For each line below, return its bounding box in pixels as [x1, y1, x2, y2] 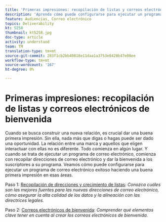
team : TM [5, 44, 23, 49]
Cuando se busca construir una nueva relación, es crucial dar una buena [5, 130, 153, 136]
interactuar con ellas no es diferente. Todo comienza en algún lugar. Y [5, 145, 148, 151]
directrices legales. [5, 197, 44, 203]
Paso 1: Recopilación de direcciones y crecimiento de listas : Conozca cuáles [5, 181, 161, 187]
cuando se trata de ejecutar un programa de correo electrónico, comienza [5, 151, 156, 157]
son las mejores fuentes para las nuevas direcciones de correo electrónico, [5, 186, 159, 193]
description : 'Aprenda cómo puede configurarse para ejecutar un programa [5, 12, 163, 17]
